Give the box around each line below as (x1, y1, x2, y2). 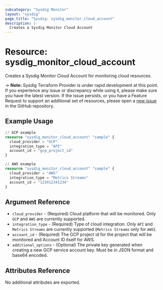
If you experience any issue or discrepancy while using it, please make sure (5, 87, 157, 93)
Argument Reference (5, 198, 70, 206)
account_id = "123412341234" (9, 180, 69, 185)
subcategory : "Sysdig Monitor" (5, 7, 69, 12)
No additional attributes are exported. (5, 279, 81, 285)
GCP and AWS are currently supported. (12, 216, 86, 222)
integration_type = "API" (9, 144, 62, 149)
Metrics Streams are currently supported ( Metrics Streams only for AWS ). (12, 227, 157, 232)
